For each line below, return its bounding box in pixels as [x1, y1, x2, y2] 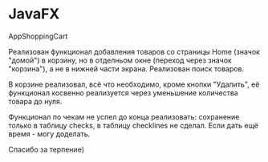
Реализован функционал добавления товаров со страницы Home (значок [8, 47, 261, 56]
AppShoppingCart [8, 31, 68, 41]
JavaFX [8, 5, 60, 23]
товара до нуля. [8, 96, 63, 106]
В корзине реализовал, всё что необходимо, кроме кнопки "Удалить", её [8, 79, 260, 89]
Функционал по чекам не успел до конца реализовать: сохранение [8, 111, 240, 121]
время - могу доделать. [8, 129, 91, 139]
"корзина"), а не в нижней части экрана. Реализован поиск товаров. [8, 63, 245, 73]
